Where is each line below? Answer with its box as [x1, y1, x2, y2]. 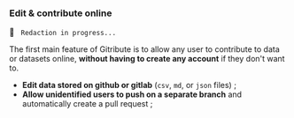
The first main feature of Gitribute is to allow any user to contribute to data [9, 44, 281, 55]
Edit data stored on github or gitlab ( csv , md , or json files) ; [21, 80, 237, 91]
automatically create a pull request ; [21, 99, 153, 109]
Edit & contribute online [9, 7, 112, 19]
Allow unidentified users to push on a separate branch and [21, 89, 242, 100]
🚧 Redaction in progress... [9, 27, 117, 38]
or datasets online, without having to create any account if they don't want [9, 54, 285, 64]
